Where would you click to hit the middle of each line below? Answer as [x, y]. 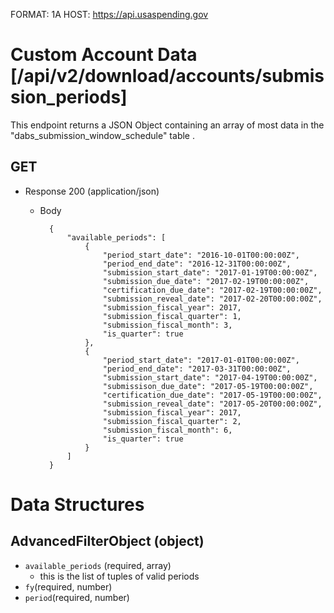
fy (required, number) [68, 586]
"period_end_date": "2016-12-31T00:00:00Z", [197, 264]
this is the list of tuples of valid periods [119, 576]
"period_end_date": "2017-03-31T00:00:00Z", [197, 369]
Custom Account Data [104, 55]
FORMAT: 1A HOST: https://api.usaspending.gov [109, 14]
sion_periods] [69, 97]
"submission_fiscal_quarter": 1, [172, 316]
